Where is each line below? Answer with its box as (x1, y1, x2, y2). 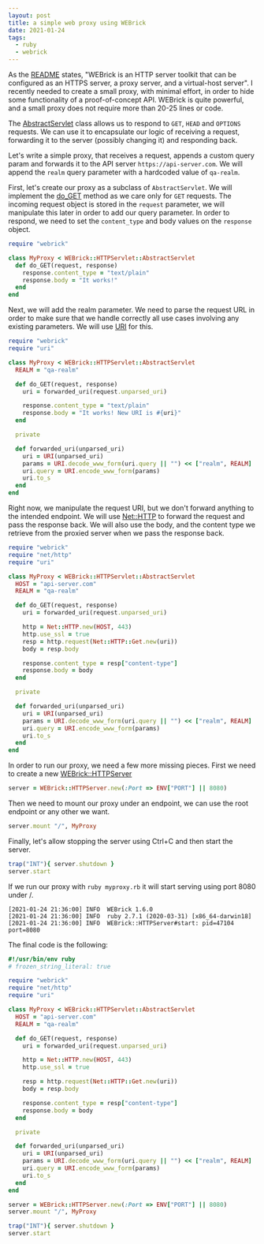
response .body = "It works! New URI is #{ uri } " (22, 409, 181, 417)
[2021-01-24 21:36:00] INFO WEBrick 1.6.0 (8, 905, 154, 913)
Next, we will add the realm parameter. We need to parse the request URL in (8, 305, 255, 315)
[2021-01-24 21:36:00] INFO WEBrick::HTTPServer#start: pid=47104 (8, 919, 235, 927)
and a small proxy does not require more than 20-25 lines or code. (8, 103, 224, 113)
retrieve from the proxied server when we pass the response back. (8, 529, 225, 537)
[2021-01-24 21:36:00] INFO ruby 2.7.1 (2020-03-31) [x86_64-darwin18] (8, 912, 252, 920)
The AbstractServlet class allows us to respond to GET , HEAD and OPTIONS (8, 119, 241, 128)
